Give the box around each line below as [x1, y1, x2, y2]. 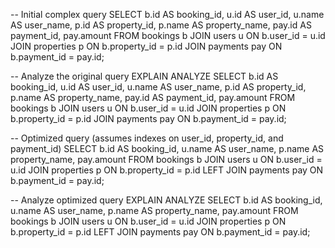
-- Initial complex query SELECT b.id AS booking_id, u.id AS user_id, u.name [10, 9, 325, 20]
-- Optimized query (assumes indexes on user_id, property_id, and [10, 132, 284, 144]
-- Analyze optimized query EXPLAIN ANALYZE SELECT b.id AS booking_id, [10, 194, 323, 206]
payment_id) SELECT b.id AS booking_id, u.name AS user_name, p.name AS [10, 143, 325, 154]
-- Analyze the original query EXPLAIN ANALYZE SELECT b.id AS [10, 70, 279, 82]
